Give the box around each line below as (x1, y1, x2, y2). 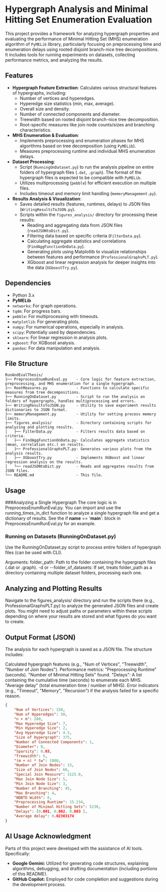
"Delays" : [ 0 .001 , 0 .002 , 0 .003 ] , (14, 809, 88, 814)
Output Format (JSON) (5, 633, 76, 642)
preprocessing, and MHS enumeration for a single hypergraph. (5, 381, 136, 386)
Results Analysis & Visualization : (12, 196, 82, 202)
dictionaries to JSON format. (5, 407, 68, 413)
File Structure (5, 359, 48, 368)
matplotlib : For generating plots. (12, 319, 80, 325)
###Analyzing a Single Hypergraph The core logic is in (5, 499, 117, 506)
